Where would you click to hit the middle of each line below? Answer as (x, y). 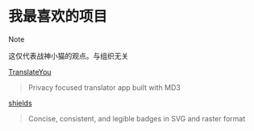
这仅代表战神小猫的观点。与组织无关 (69, 55)
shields (20, 103)
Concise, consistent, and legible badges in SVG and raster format (137, 118)
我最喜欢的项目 (58, 16)
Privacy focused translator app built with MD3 (104, 87)
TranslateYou (30, 72)
